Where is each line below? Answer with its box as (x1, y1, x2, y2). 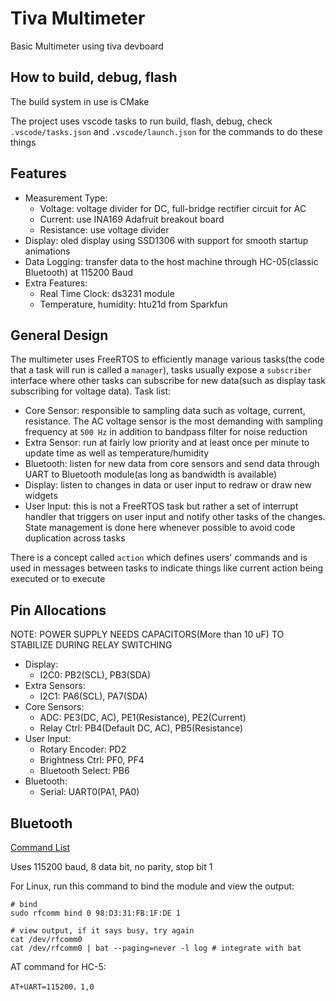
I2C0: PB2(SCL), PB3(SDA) (39, 669, 152, 681)
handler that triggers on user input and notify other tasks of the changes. (24, 511, 326, 523)
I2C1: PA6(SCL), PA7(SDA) (39, 690, 148, 702)
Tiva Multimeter (10, 7, 146, 30)
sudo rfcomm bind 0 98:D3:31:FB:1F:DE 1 (10, 908, 182, 918)
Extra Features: (24, 277, 88, 289)
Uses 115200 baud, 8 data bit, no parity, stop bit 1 (10, 861, 213, 872)
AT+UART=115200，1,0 (10, 982, 95, 992)
